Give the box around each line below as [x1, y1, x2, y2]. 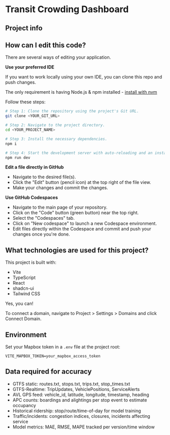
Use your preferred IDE [5, 64, 55, 70]
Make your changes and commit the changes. [12, 185, 108, 191]
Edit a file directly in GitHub [5, 164, 64, 170]
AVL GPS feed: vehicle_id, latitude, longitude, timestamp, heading [12, 391, 149, 398]
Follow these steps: [5, 99, 46, 105]
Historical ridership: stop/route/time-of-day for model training [12, 408, 141, 414]
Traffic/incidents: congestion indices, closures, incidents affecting [12, 413, 150, 419]
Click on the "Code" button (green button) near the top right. [12, 210, 139, 216]
